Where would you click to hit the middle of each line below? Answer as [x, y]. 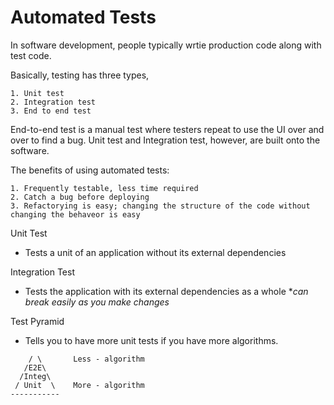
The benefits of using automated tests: [90, 170]
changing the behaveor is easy [75, 214]
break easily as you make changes [97, 302]
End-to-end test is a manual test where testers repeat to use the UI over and [167, 129]
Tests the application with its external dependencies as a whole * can [166, 291]
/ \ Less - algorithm [86, 359]
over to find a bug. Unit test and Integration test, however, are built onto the [165, 140]
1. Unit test [37, 93]
